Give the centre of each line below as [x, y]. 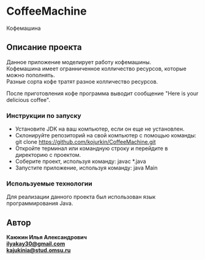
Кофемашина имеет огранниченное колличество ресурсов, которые [96, 68]
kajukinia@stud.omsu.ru [39, 250]
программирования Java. [40, 203]
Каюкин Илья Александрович [47, 237]
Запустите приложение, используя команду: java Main [86, 168]
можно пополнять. [31, 75]
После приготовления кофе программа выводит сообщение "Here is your [102, 93]
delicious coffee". [28, 99]
